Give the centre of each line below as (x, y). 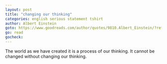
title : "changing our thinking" (39, 14)
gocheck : (14, 37)
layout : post (19, 10)
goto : (11, 28)
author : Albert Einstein (31, 23)
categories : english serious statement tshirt (54, 19)
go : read (14, 32)
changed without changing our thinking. (46, 56)
